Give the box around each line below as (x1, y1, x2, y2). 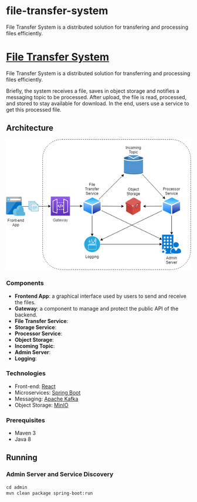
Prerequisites (6, 416, 45, 424)
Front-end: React (14, 383, 56, 390)
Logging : (14, 355, 37, 362)
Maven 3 (14, 430, 36, 437)
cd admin (6, 484, 28, 490)
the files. (14, 298, 36, 306)
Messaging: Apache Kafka (14, 395, 79, 402)
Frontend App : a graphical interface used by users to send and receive (14, 292, 186, 299)
